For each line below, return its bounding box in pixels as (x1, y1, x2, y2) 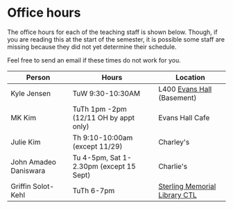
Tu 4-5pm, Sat (72, 153, 121, 162)
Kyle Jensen (10, 88, 51, 98)
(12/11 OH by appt (72, 112, 135, 122)
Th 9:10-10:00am (72, 133, 133, 142)
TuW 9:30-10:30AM (72, 88, 141, 98)
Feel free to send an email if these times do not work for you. (7, 56, 182, 64)
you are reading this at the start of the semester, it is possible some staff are (7, 35, 225, 43)
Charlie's (158, 161, 188, 171)
